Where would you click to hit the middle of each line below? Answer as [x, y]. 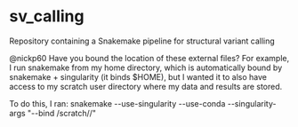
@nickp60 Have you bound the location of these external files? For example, [149, 58]
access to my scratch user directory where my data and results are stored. [146, 86]
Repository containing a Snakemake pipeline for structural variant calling [142, 41]
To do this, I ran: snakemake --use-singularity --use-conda [117, 103]
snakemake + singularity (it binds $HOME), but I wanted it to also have [138, 76]
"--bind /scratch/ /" [61, 113]
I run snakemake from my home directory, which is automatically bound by [146, 67]
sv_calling [47, 16]
